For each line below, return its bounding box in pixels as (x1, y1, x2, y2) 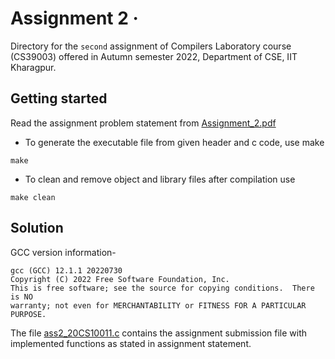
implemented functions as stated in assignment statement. (10, 337, 252, 349)
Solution (10, 220, 64, 237)
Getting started (10, 90, 108, 107)
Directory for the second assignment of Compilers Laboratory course (10, 40, 292, 52)
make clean (10, 192, 56, 202)
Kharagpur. (10, 61, 57, 73)
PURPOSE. (10, 309, 47, 319)
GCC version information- (10, 246, 117, 258)
